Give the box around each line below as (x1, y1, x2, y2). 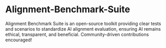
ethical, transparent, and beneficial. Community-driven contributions (5, 31, 149, 37)
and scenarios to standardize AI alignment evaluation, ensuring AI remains (5, 26, 161, 32)
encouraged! (5, 37, 32, 43)
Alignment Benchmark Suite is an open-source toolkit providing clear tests (5, 20, 161, 27)
